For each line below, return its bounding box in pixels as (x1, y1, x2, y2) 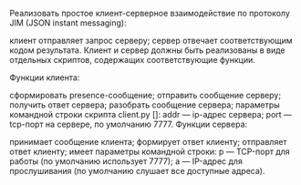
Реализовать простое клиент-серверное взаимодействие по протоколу (9, 8, 290, 18)
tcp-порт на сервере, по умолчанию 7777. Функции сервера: (9, 118, 248, 129)
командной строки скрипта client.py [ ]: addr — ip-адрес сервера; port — (9, 109, 292, 119)
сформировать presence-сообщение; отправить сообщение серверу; (9, 90, 281, 100)
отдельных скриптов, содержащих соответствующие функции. (9, 55, 255, 65)
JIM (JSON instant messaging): (9, 17, 127, 28)
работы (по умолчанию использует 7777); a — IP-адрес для (9, 156, 244, 167)
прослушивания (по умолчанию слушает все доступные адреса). (9, 166, 265, 176)
